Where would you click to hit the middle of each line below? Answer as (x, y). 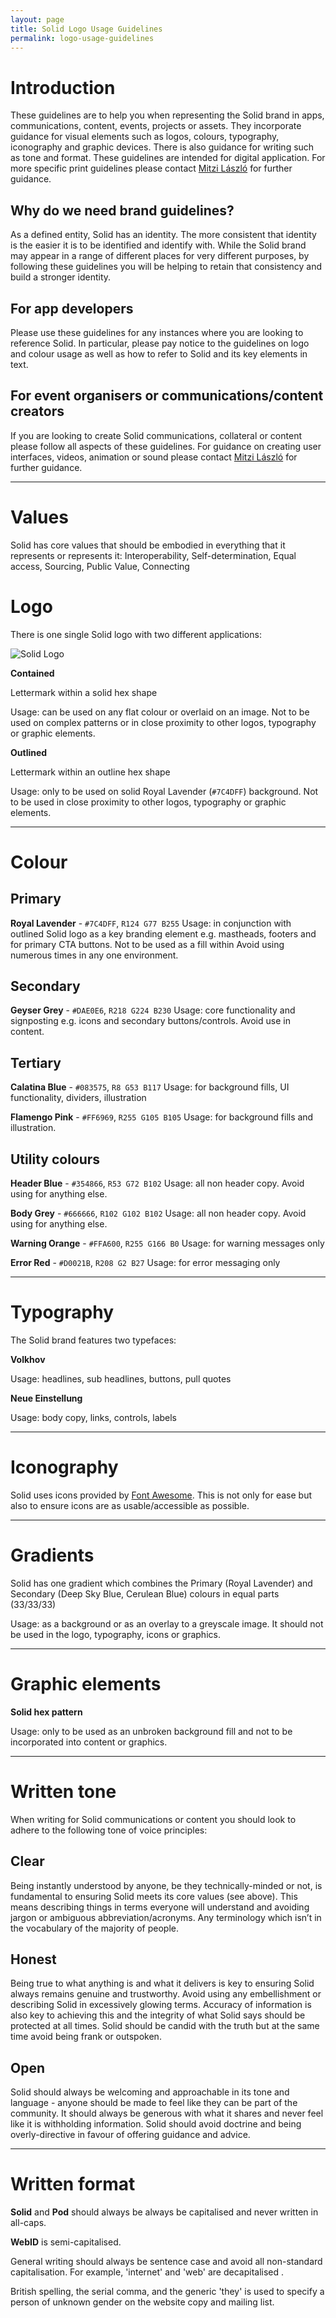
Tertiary (36, 1062)
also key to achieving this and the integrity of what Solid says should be (158, 2015)
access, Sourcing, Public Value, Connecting (100, 566)
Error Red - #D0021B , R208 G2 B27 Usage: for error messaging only (145, 1263)
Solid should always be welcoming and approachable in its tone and (150, 2092)
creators (37, 411)
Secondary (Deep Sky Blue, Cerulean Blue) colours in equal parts (145, 1593)
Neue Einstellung (46, 1398)
